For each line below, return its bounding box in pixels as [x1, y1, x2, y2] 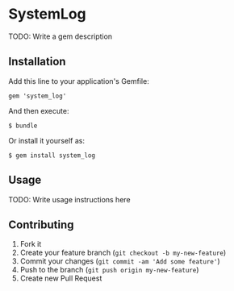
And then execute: [8, 106, 69, 115]
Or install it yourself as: [8, 135, 85, 145]
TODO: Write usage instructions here [8, 194, 131, 204]
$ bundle [8, 122, 38, 130]
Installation [8, 55, 66, 69]
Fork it [19, 239, 42, 249]
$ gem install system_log [8, 151, 95, 160]
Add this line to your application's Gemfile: [8, 76, 149, 85]
